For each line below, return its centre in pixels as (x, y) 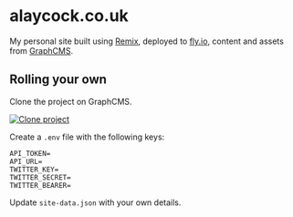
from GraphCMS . (42, 50)
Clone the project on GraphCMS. (71, 101)
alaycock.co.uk (69, 16)
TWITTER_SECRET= (40, 177)
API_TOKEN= (30, 153)
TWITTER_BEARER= (40, 185)
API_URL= (26, 161)
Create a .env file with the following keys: (87, 137)
